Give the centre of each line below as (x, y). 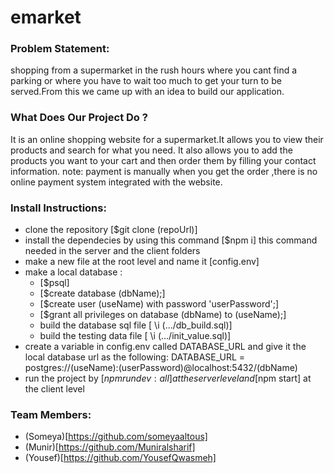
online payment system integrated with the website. (116, 182)
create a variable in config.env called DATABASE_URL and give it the (165, 347)
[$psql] (54, 283)
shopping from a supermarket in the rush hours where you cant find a (154, 70)
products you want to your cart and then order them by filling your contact (163, 160)
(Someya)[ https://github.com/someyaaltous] (116, 437)
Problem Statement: (60, 49)
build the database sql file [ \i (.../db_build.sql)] (136, 325)
